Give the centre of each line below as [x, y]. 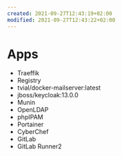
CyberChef [33, 132]
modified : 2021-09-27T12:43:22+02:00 [61, 20]
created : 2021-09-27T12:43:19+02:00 [60, 13]
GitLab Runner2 [39, 146]
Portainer [30, 124]
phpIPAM [30, 117]
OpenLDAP [33, 110]
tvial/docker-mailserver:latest [59, 88]
